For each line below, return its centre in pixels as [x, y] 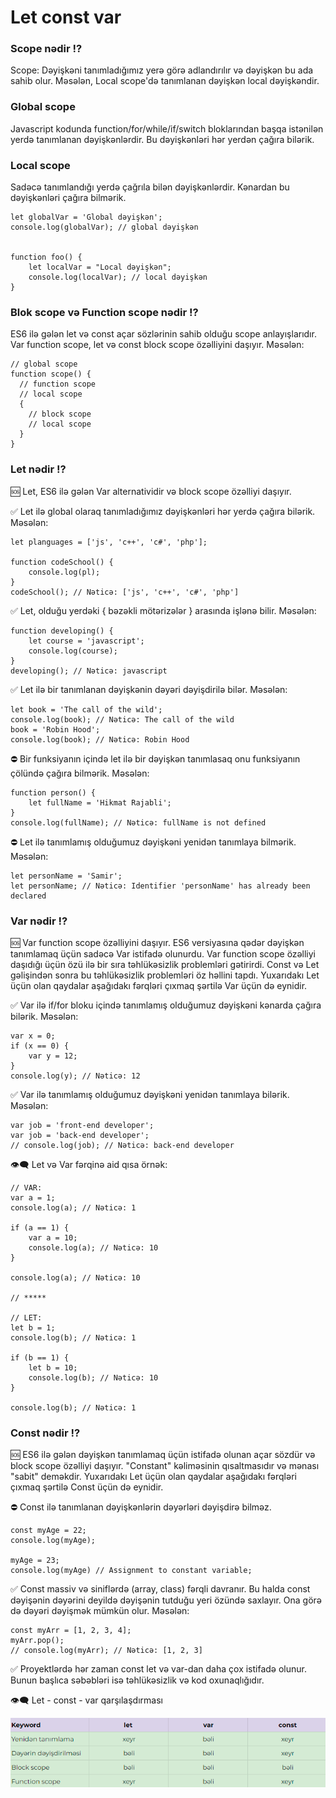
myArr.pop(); [37, 1641]
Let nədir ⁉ [38, 469]
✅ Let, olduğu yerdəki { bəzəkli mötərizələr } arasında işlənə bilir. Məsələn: [163, 610]
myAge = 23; [35, 1561]
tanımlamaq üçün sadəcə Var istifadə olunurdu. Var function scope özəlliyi [163, 953]
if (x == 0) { [40, 1046]
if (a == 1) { [40, 1227]
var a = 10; [53, 1237]
